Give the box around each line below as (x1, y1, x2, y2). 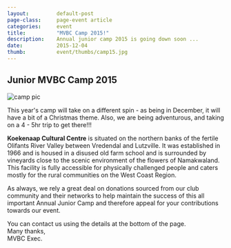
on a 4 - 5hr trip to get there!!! (7, 120, 92, 128)
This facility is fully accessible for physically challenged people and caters (7, 163, 219, 171)
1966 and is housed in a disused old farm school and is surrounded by (7, 149, 207, 157)
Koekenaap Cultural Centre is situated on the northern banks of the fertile (7, 134, 219, 142)
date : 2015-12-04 (7, 42, 88, 49)
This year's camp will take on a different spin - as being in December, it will (7, 106, 221, 114)
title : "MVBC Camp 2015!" (7, 29, 110, 37)
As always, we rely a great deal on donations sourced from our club (7, 184, 199, 192)
